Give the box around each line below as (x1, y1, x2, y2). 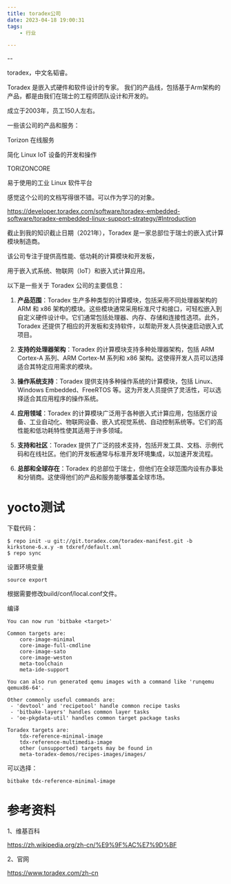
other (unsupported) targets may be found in (19, 745, 153, 752)
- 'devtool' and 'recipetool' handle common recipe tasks (10, 702, 181, 710)
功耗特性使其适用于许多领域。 (41, 426, 126, 435)
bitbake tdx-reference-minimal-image (7, 778, 116, 785)
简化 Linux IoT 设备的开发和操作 (7, 151, 97, 159)
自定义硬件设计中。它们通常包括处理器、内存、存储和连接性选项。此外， (17, 314, 223, 322)
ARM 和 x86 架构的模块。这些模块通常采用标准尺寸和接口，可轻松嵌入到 (17, 305, 222, 313)
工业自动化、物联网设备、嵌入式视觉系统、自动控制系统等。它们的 (29, 418, 217, 426)
